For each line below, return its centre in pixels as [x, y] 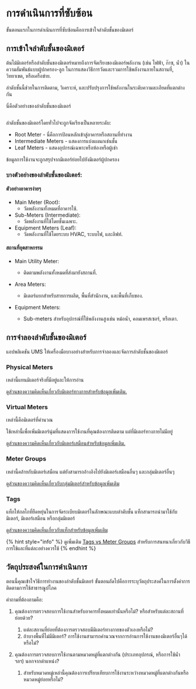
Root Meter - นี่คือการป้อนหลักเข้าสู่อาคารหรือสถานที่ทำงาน [73, 134]
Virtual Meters [27, 407]
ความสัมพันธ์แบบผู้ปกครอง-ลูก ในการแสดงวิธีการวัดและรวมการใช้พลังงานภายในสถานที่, [90, 69]
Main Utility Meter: [37, 261]
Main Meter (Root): [37, 202]
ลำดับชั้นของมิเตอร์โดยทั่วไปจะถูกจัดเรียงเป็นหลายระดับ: [59, 122]
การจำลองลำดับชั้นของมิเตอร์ [46, 337]
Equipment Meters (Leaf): [45, 228]
